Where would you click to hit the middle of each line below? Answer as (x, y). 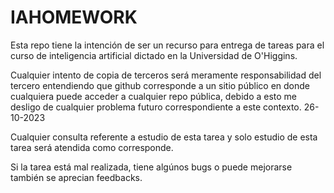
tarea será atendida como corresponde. (92, 147)
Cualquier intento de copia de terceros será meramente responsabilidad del (166, 75)
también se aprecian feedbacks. (76, 177)
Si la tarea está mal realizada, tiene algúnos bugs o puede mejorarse (151, 167)
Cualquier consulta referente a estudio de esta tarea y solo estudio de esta (164, 137)
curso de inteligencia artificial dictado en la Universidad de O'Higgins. (154, 55)
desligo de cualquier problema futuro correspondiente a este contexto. (156, 107)
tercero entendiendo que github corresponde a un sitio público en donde (160, 85)
